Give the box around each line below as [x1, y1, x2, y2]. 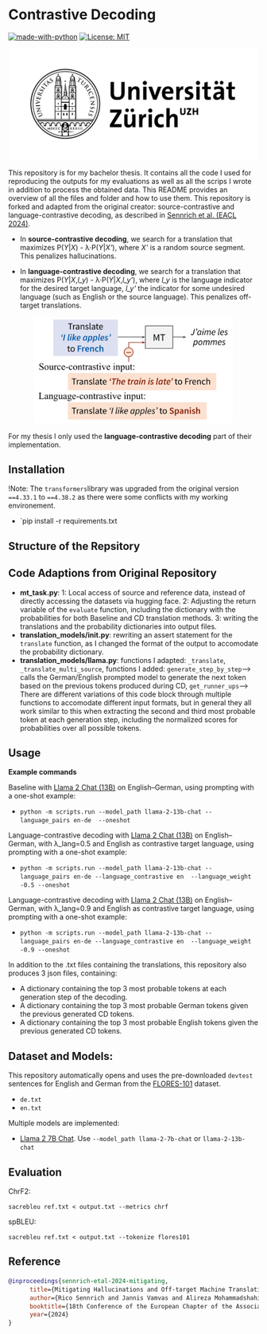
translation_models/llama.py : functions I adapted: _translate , [19, 655, 226, 665]
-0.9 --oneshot [19, 946, 71, 954]
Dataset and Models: [8, 1050, 114, 1063]
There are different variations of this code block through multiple [19, 689, 232, 699]
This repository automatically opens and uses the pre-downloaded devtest [8, 1070, 253, 1081]
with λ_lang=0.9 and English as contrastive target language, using [38, 904, 254, 913]
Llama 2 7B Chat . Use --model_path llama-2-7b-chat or [19, 1134, 201, 1144]
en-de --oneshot [73, 817, 131, 825]
